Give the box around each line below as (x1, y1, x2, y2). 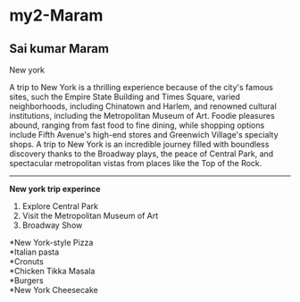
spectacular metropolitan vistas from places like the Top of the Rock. (9, 158, 262, 168)
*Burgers (9, 275, 44, 286)
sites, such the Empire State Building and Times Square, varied (9, 91, 241, 102)
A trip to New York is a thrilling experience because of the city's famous (9, 82, 274, 92)
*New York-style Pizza (9, 238, 94, 247)
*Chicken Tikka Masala (9, 265, 96, 276)
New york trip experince (9, 184, 101, 194)
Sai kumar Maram (9, 41, 110, 56)
